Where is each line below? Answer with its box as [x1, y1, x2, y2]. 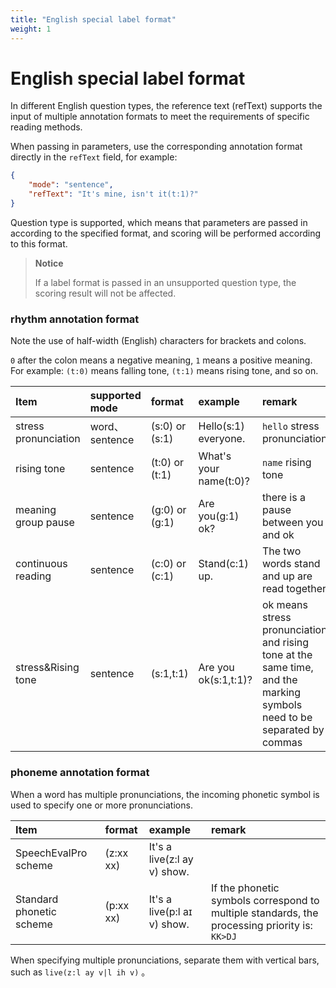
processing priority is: [211, 918, 313, 932]
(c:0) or [150, 557, 187, 571]
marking [261, 686, 302, 700]
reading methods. [10, 121, 83, 133]
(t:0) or [150, 456, 185, 470]
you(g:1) [198, 509, 240, 523]
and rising [261, 636, 310, 650]
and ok [261, 528, 295, 542]
